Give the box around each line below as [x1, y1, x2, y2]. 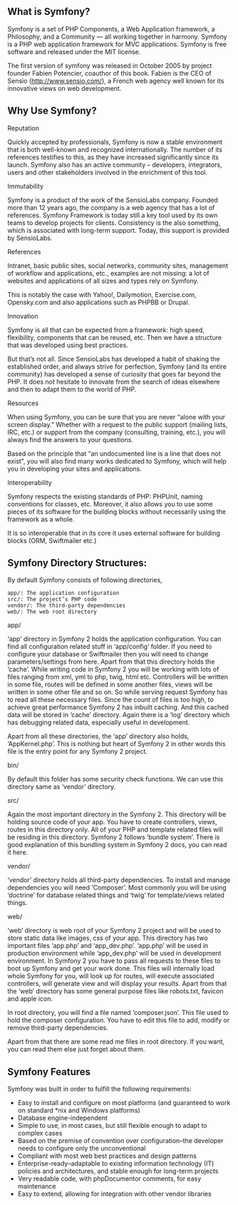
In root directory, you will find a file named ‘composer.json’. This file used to [7, 1009, 229, 1017]
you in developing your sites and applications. [7, 464, 143, 473]
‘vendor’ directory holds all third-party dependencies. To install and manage [7, 876, 231, 884]
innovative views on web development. [7, 84, 122, 92]
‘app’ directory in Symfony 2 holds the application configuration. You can [7, 635, 222, 644]
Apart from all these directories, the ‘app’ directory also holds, [7, 732, 190, 741]
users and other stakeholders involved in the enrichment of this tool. [7, 168, 208, 176]
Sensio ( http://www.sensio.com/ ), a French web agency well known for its [7, 76, 224, 85]
